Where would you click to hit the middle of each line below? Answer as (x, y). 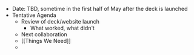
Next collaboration (44, 34)
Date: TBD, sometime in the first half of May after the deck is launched (100, 9)
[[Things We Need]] (46, 41)
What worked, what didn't (62, 28)
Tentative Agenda (34, 15)
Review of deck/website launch (60, 21)
